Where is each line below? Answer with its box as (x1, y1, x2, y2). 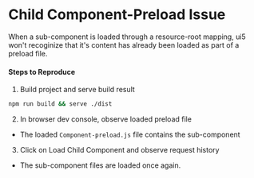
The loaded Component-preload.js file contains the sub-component (19, 130, 241, 140)
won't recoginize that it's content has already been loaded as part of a (8, 40, 240, 49)
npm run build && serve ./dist (8, 100, 113, 108)
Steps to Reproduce (8, 67, 76, 76)
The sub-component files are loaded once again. (19, 161, 181, 170)
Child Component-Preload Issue (8, 6, 226, 24)
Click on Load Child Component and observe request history (19, 145, 220, 155)
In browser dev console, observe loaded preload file (19, 114, 192, 124)
